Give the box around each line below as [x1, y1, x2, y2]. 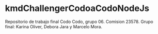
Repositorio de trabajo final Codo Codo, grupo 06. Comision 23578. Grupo [5, 19, 154, 24]
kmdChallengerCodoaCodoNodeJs [5, 3, 149, 14]
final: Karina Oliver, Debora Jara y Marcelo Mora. [5, 23, 103, 29]
